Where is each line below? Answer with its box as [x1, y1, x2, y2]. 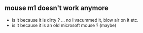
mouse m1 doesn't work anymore [4, 4, 109, 12]
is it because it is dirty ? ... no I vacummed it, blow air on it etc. [11, 17, 139, 23]
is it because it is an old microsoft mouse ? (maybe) [11, 22, 117, 28]
